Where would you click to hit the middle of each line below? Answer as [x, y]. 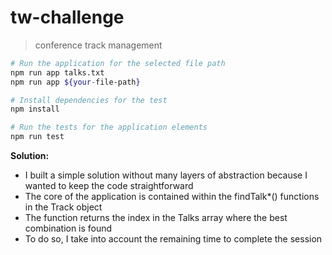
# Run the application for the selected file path [118, 63]
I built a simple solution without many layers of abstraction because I [166, 175]
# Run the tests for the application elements [109, 127]
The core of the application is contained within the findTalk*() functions [172, 197]
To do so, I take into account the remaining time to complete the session [173, 239]
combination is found [68, 228]
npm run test [37, 137]
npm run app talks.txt [57, 72]
